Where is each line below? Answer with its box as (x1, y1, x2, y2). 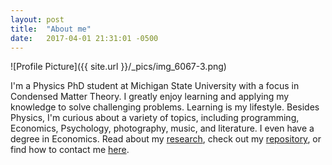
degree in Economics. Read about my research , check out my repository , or (10, 133, 322, 145)
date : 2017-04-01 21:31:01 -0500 (10, 33, 159, 43)
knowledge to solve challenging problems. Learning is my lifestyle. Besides (10, 101, 320, 113)
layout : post (10, 14, 65, 25)
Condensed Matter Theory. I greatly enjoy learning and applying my (10, 91, 290, 103)
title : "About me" (10, 24, 92, 34)
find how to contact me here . (10, 144, 130, 156)
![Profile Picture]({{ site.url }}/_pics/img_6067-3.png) (10, 61, 227, 73)
